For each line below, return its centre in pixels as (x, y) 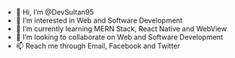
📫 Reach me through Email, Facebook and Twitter (98, 46)
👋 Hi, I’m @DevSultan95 (55, 12)
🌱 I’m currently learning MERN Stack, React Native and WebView (121, 29)
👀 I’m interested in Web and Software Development (99, 20)
